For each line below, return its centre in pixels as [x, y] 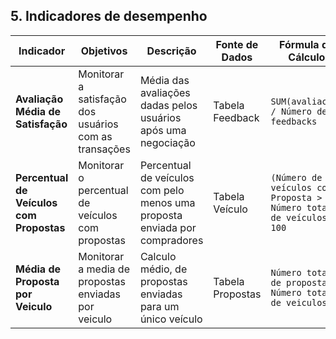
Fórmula [299, 44]
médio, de [163, 269]
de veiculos [299, 302]
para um [159, 306]
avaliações [165, 92]
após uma [163, 130]
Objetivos [104, 51]
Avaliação [39, 99]
